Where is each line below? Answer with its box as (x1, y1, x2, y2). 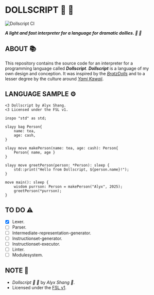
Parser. (12, 224, 27, 230)
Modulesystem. (12, 252, 43, 258)
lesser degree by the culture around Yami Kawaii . (5, 76, 104, 82)
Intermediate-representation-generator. (12, 230, 91, 236)
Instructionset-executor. (12, 241, 61, 247)
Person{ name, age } (14, 150, 55, 155)
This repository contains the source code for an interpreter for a (5, 60, 133, 66)
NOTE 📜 (5, 266, 29, 275)
